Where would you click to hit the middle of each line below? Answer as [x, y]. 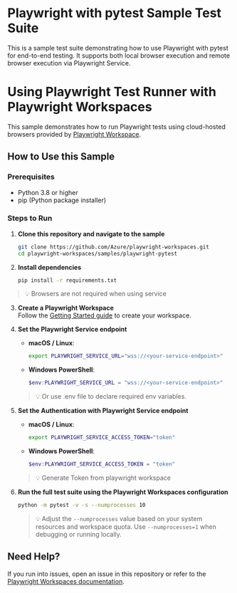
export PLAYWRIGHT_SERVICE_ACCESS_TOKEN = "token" [102, 438]
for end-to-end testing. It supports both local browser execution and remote [118, 56]
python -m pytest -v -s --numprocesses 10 [81, 505]
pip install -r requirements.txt [67, 280]
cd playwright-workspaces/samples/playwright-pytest [98, 253]
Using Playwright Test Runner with [112, 92]
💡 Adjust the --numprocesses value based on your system [119, 518]
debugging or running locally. [79, 534]
